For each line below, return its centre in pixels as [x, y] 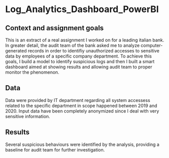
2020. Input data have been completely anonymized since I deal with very [82, 111]
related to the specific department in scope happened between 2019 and [81, 106]
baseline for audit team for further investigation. [55, 149]
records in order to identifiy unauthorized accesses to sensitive [93, 51]
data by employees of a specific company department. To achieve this [78, 56]
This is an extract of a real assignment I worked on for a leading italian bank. [85, 40]
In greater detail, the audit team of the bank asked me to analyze [73, 45]
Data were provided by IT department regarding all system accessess [78, 100]
